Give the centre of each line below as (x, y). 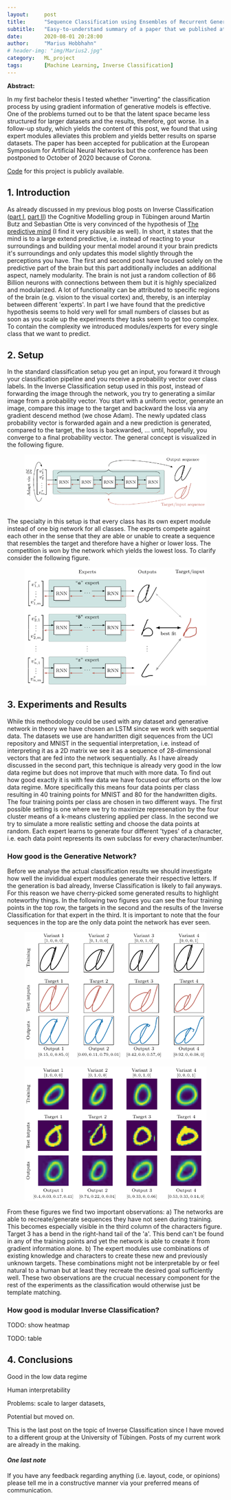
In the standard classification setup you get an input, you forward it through (114, 372)
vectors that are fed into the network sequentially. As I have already (103, 758)
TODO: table (25, 1338)
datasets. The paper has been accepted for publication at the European (108, 143)
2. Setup (25, 355)
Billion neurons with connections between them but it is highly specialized (112, 282)
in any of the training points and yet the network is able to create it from (109, 1241)
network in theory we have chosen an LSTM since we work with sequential (113, 728)
